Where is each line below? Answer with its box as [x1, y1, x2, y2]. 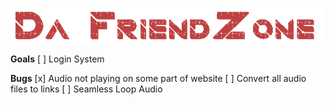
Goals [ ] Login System [10, 53, 105, 65]
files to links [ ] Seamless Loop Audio [10, 83, 163, 95]
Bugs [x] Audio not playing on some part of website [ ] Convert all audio [10, 73, 307, 85]
